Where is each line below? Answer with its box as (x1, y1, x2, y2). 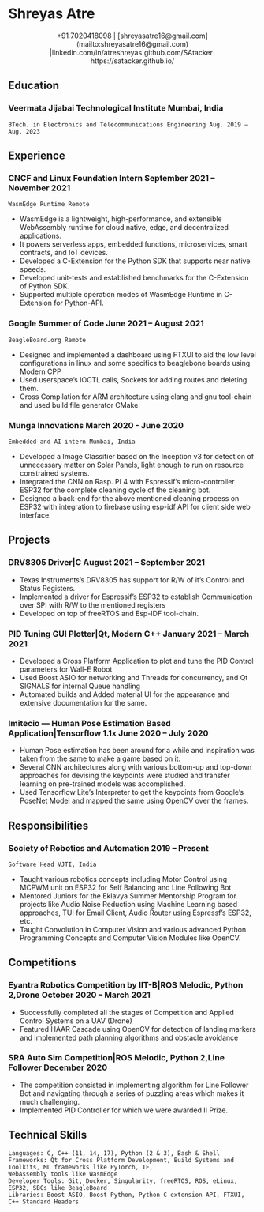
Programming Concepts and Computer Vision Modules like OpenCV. (19, 933, 241, 943)
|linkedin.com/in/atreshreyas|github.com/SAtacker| (50, 47, 215, 57)
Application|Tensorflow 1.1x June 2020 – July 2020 (8, 728, 209, 739)
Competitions (8, 956, 76, 969)
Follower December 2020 (8, 1062, 108, 1073)
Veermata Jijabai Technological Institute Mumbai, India (8, 103, 224, 114)
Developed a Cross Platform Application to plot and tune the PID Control (19, 656, 254, 665)
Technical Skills (8, 1128, 87, 1142)
